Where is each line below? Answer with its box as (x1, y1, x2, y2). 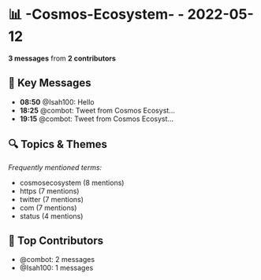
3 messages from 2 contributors (8, 53, 117, 63)
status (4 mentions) (19, 211, 84, 220)
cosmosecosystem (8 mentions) (19, 178, 125, 187)
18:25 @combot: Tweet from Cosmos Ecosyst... (19, 105, 175, 115)
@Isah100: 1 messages (19, 263, 94, 273)
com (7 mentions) (19, 203, 77, 212)
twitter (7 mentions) (19, 194, 84, 204)
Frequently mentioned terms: (8, 162, 103, 172)
